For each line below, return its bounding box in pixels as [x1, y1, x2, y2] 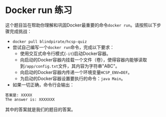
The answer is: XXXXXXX [5, 97, 55, 102]
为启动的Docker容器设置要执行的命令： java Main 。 [20, 75, 126, 81]
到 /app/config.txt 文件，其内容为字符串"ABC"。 [20, 63, 120, 69]
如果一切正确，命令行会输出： [12, 81, 74, 87]
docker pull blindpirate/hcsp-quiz [12, 39, 87, 44]
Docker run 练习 [5, 4, 73, 16]
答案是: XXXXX [5, 92, 33, 97]
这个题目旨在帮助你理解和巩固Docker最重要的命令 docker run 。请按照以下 [5, 22, 157, 28]
